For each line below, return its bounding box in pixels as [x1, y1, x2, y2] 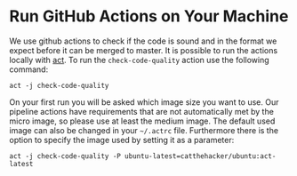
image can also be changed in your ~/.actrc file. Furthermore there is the [9, 124, 278, 135]
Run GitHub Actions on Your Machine [9, 6, 289, 27]
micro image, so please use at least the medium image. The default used [9, 116, 276, 126]
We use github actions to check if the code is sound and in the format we [9, 36, 277, 46]
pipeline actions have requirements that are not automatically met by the [9, 106, 274, 116]
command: [9, 64, 49, 75]
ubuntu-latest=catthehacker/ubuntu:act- [124, 151, 277, 161]
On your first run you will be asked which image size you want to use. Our [9, 96, 279, 108]
